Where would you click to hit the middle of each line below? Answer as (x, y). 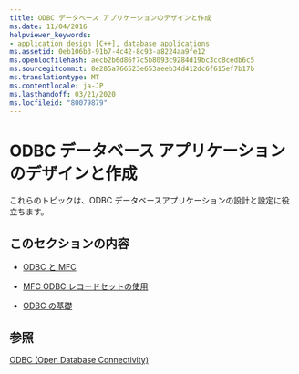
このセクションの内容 (69, 243)
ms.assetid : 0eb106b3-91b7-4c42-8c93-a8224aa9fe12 (108, 52)
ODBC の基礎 (47, 306)
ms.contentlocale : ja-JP (57, 86)
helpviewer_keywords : (51, 35)
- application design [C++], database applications (109, 43)
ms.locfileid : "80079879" (58, 103)
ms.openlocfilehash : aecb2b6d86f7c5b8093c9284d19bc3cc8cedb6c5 (132, 60)
